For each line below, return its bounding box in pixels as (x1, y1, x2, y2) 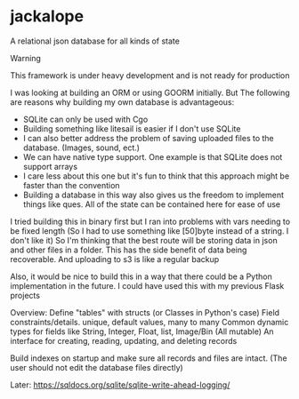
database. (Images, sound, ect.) (22, 142, 141, 153)
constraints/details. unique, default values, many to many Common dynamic (10, 316, 289, 327)
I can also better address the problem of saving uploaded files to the (22, 132, 274, 143)
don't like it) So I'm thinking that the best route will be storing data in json (10, 235, 279, 245)
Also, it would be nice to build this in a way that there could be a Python (10, 271, 272, 282)
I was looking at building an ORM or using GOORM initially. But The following (10, 87, 290, 98)
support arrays (22, 161, 78, 172)
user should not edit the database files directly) (10, 362, 183, 372)
